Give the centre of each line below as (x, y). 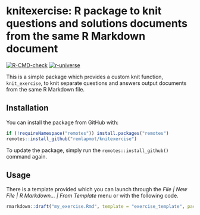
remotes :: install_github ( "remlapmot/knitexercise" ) (71, 139)
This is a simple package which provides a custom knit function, (85, 77)
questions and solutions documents (97, 23)
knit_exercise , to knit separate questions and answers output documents (96, 83)
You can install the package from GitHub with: (62, 122)
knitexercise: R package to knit (84, 11)
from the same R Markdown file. (46, 89)
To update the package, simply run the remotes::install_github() (87, 150)
